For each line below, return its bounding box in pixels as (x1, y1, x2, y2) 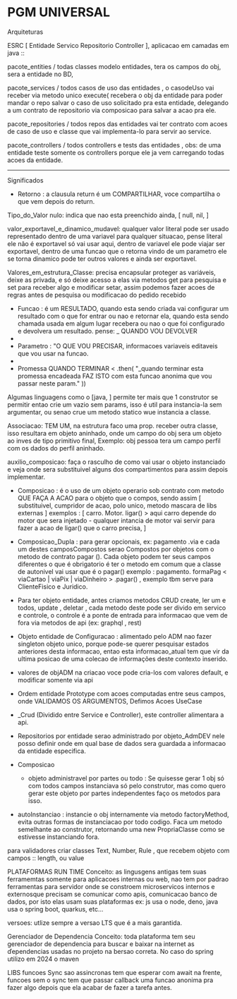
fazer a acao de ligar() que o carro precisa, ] (17, 523, 147, 532)
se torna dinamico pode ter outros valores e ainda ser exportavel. (7, 255, 197, 263)
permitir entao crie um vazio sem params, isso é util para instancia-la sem (7, 400, 222, 409)
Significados (7, 176, 44, 184)
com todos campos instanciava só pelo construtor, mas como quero (28, 781, 226, 790)
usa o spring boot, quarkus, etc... (7, 905, 104, 913)
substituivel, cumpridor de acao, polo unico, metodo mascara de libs (17, 501, 217, 510)
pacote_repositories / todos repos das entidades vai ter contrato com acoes (7, 119, 228, 128)
